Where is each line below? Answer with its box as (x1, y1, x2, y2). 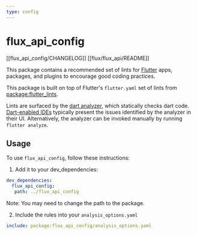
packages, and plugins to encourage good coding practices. (6, 73, 156, 80)
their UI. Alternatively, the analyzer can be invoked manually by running (6, 115, 183, 122)
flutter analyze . (6, 121, 49, 128)
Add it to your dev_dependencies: (14, 166, 98, 173)
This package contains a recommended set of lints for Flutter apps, (6, 66, 173, 73)
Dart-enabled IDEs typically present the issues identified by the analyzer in (6, 109, 191, 116)
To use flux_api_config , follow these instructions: (6, 154, 130, 162)
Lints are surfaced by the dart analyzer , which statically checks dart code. (6, 102, 189, 109)
